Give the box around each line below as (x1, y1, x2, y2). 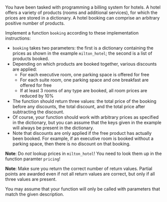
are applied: (12, 66, 37, 72)
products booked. (12, 56, 49, 62)
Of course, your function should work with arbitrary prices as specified (12, 114, 159, 120)
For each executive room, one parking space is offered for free (19, 72, 149, 77)
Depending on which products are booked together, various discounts (12, 61, 157, 67)
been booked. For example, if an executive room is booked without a (12, 135, 154, 141)
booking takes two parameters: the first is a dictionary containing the (12, 45, 153, 51)
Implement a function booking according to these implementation (5, 30, 139, 36)
